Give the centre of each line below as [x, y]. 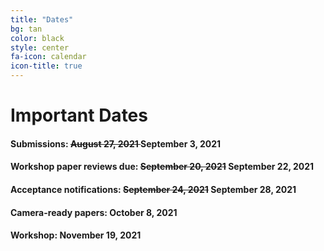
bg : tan [26, 29]
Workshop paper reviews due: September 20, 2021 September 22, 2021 [162, 167]
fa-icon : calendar [48, 57]
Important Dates [79, 115]
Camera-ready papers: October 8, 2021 [94, 212]
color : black [37, 38]
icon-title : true [46, 66]
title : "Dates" [42, 19]
